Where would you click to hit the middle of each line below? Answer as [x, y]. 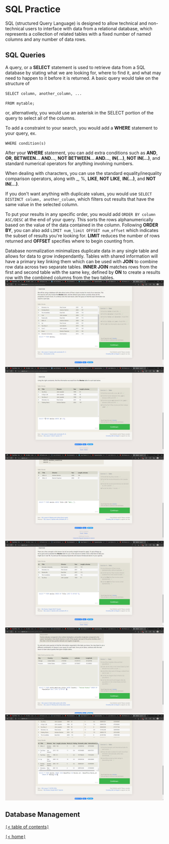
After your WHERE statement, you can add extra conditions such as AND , [81, 153]
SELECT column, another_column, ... [44, 94]
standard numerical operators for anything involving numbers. [69, 163]
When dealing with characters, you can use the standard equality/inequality [83, 173]
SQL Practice [33, 9]
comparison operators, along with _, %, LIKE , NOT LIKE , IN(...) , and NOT [80, 178]
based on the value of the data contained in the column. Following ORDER [82, 225]
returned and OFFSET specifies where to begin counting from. [70, 241]
